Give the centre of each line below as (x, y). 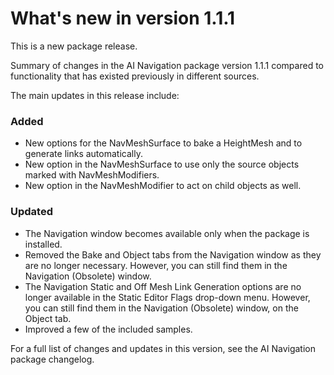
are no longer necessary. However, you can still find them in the (156, 265)
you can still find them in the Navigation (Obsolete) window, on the (161, 308)
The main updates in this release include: (95, 95)
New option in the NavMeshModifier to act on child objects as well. (163, 186)
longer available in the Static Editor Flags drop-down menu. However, (167, 297)
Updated (31, 212)
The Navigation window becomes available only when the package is (167, 233)
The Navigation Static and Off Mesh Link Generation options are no (163, 286)
